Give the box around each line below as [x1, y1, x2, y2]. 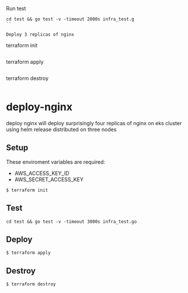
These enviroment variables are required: [6, 158, 106, 166]
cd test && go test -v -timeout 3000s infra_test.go [6, 219, 137, 225]
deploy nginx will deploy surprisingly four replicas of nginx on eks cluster [6, 119, 182, 126]
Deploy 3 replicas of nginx [6, 32, 75, 37]
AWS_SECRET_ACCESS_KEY [14, 175, 83, 183]
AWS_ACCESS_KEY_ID [14, 170, 69, 177]
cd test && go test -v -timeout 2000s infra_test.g [6, 16, 134, 22]
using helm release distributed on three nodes [6, 126, 117, 133]
